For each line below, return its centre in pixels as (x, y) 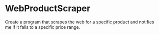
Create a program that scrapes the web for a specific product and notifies (80, 22)
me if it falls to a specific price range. (42, 27)
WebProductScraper (48, 9)
